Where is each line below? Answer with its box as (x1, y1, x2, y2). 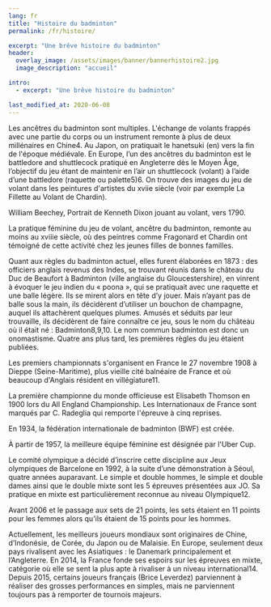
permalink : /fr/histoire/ (8, 27, 95, 35)
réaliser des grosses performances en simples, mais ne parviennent (8, 580, 235, 591)
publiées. (8, 342, 39, 352)
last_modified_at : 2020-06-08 (8, 100, 111, 109)
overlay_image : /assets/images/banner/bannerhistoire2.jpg (15, 57, 219, 65)
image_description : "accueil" (15, 64, 117, 73)
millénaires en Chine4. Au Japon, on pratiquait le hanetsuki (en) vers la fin (8, 140, 255, 150)
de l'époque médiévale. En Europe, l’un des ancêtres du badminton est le (8, 149, 252, 159)
